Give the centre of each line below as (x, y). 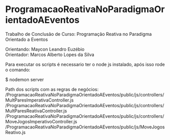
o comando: (18, 70)
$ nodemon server (25, 79)
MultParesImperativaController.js (40, 100)
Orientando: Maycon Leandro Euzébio (45, 49)
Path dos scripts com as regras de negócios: (52, 89)
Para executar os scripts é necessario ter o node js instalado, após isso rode (85, 64)
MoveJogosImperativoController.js (41, 121)
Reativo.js (15, 132)
